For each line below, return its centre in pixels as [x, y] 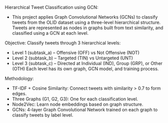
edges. [19, 94]
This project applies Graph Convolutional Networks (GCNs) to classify [85, 17]
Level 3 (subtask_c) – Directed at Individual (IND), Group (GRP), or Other [87, 63]
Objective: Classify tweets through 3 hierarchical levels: [63, 43]
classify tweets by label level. [43, 115]
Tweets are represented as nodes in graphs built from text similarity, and [88, 28]
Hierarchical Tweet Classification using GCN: [52, 7]
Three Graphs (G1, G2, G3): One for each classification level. [75, 99]
